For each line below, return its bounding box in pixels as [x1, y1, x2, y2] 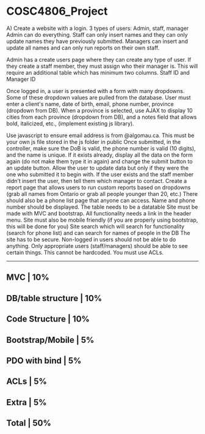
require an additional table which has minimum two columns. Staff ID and [6, 69, 190, 76]
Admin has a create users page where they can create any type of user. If [6, 56, 192, 63]
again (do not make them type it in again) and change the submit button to [6, 157, 193, 165]
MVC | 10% [6, 272, 50, 283]
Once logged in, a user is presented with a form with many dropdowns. [6, 87, 185, 94]
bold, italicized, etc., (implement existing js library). [6, 119, 134, 127]
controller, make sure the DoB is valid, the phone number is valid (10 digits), [6, 144, 196, 152]
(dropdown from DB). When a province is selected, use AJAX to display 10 [6, 107, 193, 114]
